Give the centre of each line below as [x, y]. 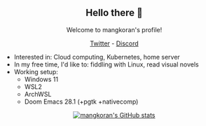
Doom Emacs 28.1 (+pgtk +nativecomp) [81, 101]
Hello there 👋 [114, 13]
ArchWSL [38, 94]
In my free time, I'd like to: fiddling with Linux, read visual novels [106, 64]
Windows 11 [41, 79]
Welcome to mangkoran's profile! [114, 29]
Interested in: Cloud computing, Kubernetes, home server [97, 57]
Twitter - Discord [114, 43]
